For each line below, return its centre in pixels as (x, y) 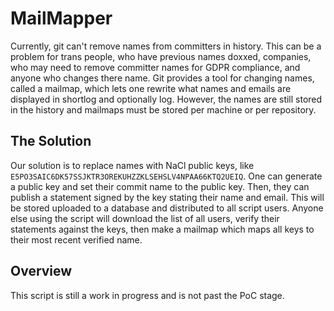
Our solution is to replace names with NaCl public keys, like (132, 165)
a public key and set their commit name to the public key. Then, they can (160, 186)
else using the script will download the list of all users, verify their (145, 218)
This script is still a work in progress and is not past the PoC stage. (147, 295)
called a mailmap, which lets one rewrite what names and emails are (151, 88)
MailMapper (61, 18)
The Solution (51, 141)
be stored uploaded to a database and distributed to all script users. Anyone (167, 208)
